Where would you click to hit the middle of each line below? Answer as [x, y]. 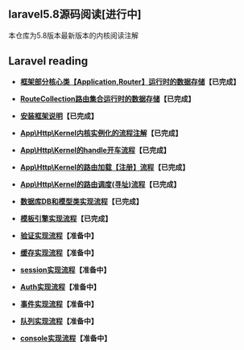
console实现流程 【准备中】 [65, 338]
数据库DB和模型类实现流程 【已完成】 [81, 201]
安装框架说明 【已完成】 [59, 116]
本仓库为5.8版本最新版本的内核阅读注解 [74, 35]
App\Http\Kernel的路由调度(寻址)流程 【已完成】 [100, 184]
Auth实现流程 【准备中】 [60, 286]
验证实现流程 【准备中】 [59, 235]
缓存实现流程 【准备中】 [59, 253]
